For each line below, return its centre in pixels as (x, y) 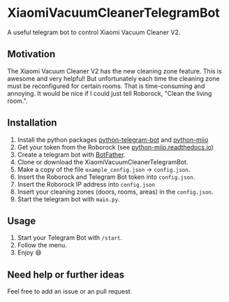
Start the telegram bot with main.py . (68, 199)
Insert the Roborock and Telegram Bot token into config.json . (106, 177)
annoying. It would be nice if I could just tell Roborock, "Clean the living (110, 93)
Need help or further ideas (66, 274)
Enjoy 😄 (29, 252)
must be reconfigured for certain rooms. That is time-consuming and (106, 86)
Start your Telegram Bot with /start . (70, 238)
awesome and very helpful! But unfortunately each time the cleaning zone (113, 78)
